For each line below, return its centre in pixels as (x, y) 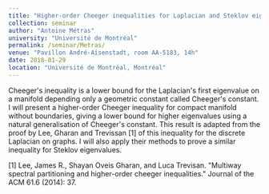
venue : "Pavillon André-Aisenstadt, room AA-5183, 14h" (103, 53)
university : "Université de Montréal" (73, 38)
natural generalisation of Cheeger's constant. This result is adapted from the (134, 124)
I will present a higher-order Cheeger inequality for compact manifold (123, 107)
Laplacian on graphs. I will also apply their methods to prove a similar (122, 141)
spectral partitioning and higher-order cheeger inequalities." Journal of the (131, 173)
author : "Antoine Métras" (51, 30)
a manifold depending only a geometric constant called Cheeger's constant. (134, 99)
